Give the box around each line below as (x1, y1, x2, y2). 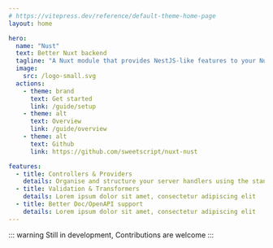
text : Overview (29, 117, 82, 126)
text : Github (29, 140, 75, 148)
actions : (15, 79, 45, 88)
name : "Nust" (15, 41, 60, 50)
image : (15, 64, 38, 73)
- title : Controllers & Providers (15, 170, 132, 178)
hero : (8, 34, 27, 42)
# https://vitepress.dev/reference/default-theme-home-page (8, 11, 217, 20)
